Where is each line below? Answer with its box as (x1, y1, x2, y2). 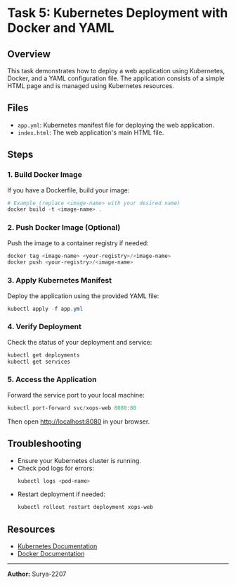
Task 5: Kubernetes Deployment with (7, 5, 228, 21)
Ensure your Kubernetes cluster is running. (17, 456, 142, 464)
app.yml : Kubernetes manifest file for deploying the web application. (17, 121, 214, 129)
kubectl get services (7, 358, 71, 365)
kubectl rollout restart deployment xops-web (17, 504, 153, 511)
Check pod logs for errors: (17, 464, 95, 472)
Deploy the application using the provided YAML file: (7, 291, 159, 300)
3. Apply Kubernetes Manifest (7, 276, 112, 285)
